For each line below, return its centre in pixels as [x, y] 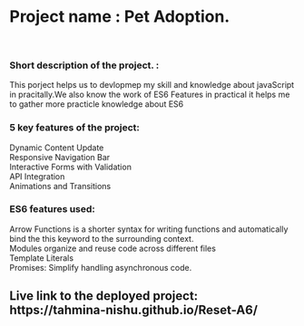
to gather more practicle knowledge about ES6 [97, 104]
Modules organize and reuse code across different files [113, 248]
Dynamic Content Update [57, 148]
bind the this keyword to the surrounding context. [102, 238]
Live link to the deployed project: [104, 296]
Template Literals [42, 258]
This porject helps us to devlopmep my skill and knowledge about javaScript [152, 85]
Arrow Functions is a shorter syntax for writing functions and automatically [149, 229]
